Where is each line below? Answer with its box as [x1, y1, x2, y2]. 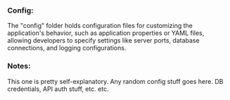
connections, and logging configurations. [7, 44, 127, 52]
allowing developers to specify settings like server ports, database [7, 36, 200, 45]
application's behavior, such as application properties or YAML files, [7, 29, 205, 37]
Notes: [7, 62, 31, 71]
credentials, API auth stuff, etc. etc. [7, 85, 109, 93]
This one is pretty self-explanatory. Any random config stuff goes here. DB [7, 77, 224, 85]
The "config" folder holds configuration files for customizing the [7, 22, 193, 30]
